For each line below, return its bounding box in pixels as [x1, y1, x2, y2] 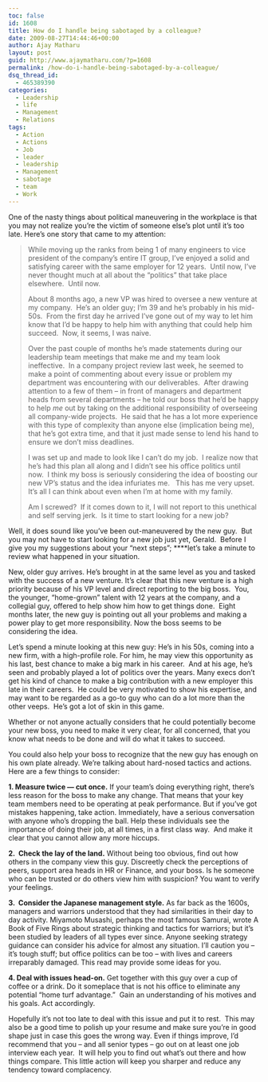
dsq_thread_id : [8, 71, 59, 79]
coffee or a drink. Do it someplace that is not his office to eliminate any [8, 981, 241, 991]
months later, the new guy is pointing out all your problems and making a [8, 609, 247, 619]
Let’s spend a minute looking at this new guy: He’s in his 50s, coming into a [8, 641, 254, 652]
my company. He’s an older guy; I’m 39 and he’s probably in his [27, 302, 238, 312]
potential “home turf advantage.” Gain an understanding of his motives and [8, 989, 257, 1000]
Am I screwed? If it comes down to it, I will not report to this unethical [27, 501, 258, 512]
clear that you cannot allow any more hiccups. [8, 832, 160, 842]
